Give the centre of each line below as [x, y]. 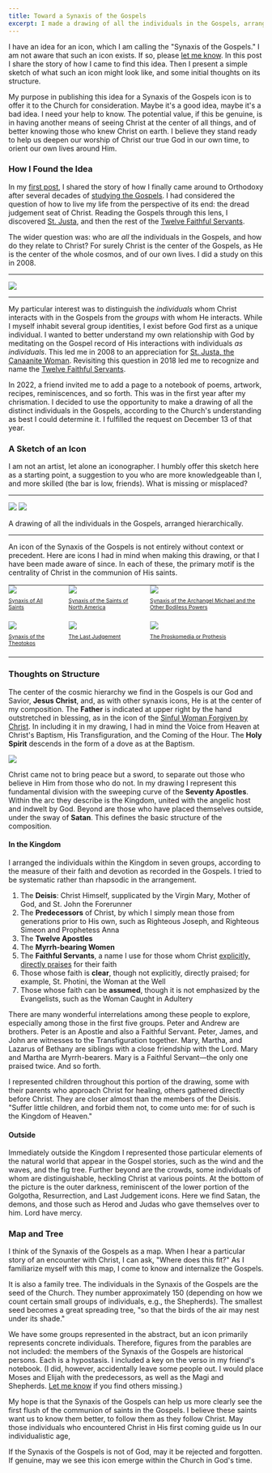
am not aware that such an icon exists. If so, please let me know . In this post [135, 55]
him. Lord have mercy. [45, 1213]
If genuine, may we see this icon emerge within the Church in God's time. [130, 1460]
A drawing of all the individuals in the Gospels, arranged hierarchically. [126, 524]
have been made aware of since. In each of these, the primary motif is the [132, 564]
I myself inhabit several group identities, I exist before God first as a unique [133, 326]
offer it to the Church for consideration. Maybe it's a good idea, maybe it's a [135, 105]
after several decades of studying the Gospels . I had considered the [122, 195]
